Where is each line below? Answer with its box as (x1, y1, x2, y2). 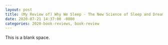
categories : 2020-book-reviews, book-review (5, 21, 99, 26)
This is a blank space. (5, 35, 50, 41)
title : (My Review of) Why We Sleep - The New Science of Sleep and (5, 12, 151, 17)
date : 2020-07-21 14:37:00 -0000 (5, 16, 75, 21)
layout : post (5, 7, 32, 12)
